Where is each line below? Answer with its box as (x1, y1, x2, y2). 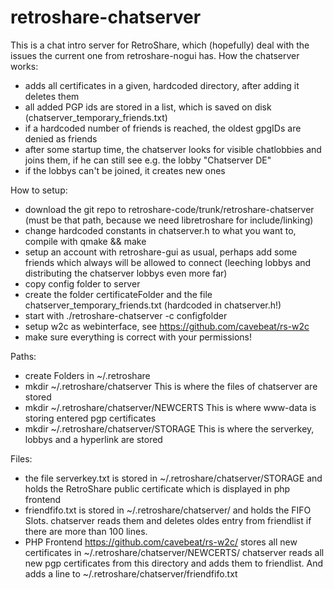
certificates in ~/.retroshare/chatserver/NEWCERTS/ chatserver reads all (24, 546, 325, 558)
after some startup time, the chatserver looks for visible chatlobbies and (24, 143, 322, 155)
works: (10, 60, 39, 72)
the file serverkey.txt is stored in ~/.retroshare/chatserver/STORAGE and (24, 472, 323, 484)
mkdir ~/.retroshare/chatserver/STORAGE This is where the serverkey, (24, 422, 315, 435)
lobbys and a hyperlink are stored (24, 433, 163, 445)
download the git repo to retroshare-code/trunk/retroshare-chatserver (24, 203, 315, 215)
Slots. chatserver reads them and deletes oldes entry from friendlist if (24, 514, 312, 526)
